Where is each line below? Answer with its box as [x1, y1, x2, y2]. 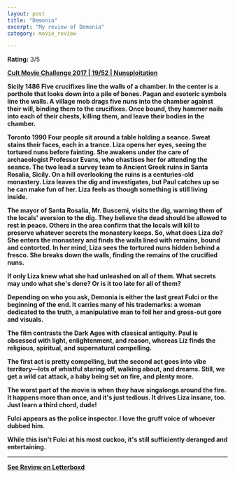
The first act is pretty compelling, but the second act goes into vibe [7, 357, 206, 366]
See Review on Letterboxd [7, 463, 85, 472]
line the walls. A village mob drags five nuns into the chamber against [7, 97, 213, 106]
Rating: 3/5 [7, 55, 41, 64]
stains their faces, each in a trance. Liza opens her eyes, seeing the [7, 141, 207, 149]
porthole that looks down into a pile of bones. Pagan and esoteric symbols [7, 90, 227, 98]
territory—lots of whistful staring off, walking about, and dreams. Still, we [7, 365, 225, 374]
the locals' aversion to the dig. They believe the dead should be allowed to [7, 214, 227, 222]
